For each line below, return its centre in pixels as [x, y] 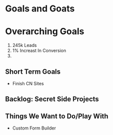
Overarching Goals [45, 32]
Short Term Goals [33, 71]
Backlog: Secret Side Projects [52, 99]
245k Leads [25, 45]
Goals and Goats [40, 9]
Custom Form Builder [34, 128]
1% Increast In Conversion [39, 51]
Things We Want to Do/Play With [57, 116]
